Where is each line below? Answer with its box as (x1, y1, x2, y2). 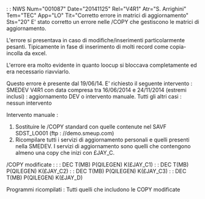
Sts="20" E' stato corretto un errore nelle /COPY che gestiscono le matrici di (6, 18, 199, 25)
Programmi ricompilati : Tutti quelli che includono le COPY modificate (6, 186, 181, 193)
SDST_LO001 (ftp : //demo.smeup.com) (15, 130, 114, 137)
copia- (170, 43, 187, 50)
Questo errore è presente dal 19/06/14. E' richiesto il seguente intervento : (6, 80, 193, 87)
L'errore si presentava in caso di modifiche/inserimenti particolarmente (6, 37, 185, 43)
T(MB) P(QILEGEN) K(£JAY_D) (6, 174, 83, 181)
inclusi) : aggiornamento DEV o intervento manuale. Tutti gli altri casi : (6, 93, 182, 100)
